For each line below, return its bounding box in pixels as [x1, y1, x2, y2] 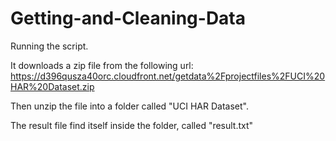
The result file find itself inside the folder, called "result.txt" [10, 119, 254, 131]
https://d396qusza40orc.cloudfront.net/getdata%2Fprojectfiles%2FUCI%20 [10, 70, 326, 82]
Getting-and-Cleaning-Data [10, 7, 247, 30]
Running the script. [10, 40, 89, 52]
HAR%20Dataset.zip [10, 80, 95, 92]
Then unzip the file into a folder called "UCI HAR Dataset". [10, 100, 249, 112]
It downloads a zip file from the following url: [10, 59, 194, 71]
